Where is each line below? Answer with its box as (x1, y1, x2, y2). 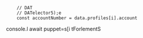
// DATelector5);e (16, 10, 62, 16)
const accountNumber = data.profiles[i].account (16, 15, 138, 21)
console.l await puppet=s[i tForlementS (6, 26, 101, 32)
